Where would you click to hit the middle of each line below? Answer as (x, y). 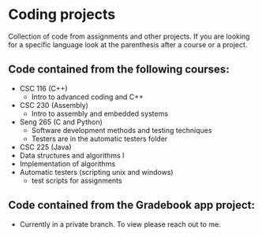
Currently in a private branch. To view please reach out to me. (120, 224)
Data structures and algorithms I (72, 155)
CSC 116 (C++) (44, 88)
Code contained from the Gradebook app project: (131, 205)
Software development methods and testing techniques (122, 130)
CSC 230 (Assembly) (54, 105)
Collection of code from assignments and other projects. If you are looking (129, 36)
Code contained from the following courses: (119, 70)
